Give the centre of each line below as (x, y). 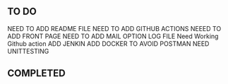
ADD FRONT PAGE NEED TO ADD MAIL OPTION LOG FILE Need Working (113, 36)
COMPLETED (36, 73)
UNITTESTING (28, 51)
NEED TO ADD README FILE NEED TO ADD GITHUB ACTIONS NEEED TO (114, 28)
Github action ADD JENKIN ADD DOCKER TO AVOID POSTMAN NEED (108, 43)
